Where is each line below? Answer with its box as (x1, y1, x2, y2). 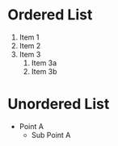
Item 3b (31, 66, 57, 76)
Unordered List (7, 95, 110, 114)
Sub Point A (31, 130, 71, 140)
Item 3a (31, 58, 57, 68)
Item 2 (19, 40, 41, 50)
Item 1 (19, 32, 40, 42)
